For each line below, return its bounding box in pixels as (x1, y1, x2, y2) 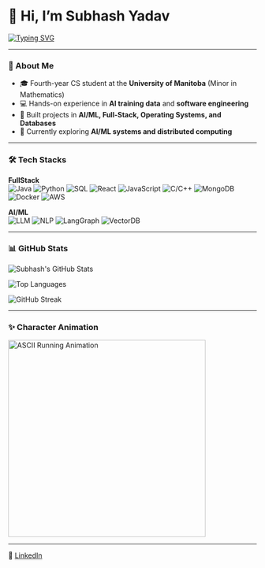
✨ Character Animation (8, 321, 99, 332)
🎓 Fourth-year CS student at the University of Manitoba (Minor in (19, 79, 237, 88)
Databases (19, 118, 57, 128)
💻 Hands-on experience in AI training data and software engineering (19, 98, 249, 109)
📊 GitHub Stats (8, 243, 69, 254)
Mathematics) (19, 90, 65, 99)
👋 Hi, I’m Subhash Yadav (8, 7, 170, 25)
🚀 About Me (8, 60, 54, 71)
